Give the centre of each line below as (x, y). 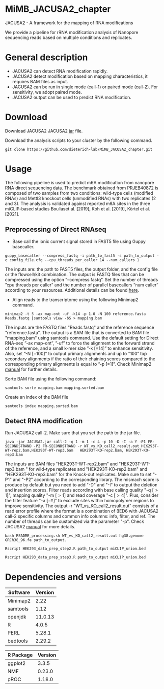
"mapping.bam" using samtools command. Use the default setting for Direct (82, 338)
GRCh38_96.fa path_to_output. (36, 540)
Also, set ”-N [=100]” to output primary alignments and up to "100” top (76, 353)
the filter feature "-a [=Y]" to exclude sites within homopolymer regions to (80, 501)
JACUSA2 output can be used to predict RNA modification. (72, 97)
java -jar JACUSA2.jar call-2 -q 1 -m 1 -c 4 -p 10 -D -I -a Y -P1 (76, 442)
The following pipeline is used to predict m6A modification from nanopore (80, 182)
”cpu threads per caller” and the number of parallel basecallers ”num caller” (82, 285)
